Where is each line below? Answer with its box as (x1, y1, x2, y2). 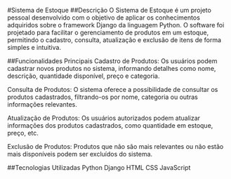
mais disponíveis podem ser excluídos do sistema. (7, 150, 153, 158)
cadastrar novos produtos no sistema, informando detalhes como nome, (7, 65, 216, 72)
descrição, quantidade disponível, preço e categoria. (7, 72, 160, 80)
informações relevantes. (7, 100, 77, 108)
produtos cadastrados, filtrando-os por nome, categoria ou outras (7, 93, 198, 101)
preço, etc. (7, 129, 39, 137)
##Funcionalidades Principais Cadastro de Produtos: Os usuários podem (7, 57, 218, 65)
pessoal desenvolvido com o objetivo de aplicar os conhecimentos (7, 13, 200, 22)
